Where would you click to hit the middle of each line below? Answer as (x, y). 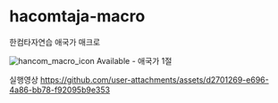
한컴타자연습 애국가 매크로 (55, 42)
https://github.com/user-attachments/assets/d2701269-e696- (155, 79)
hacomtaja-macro (77, 16)
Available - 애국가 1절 (135, 60)
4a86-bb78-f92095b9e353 (59, 90)
